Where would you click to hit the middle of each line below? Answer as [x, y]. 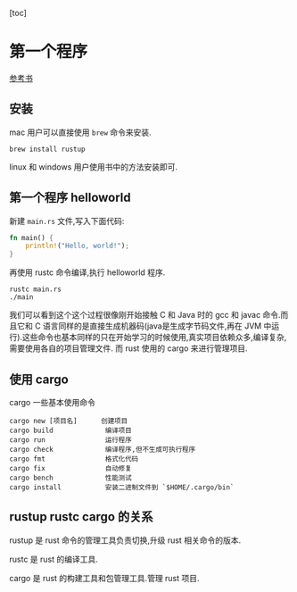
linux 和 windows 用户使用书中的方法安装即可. [94, 167]
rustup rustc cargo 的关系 [81, 517]
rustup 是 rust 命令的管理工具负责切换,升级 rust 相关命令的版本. [125, 540]
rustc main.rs [36, 289]
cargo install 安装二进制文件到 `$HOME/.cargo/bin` [122, 488]
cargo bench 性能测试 [70, 478]
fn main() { [31, 238]
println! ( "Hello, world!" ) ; [77, 246]
